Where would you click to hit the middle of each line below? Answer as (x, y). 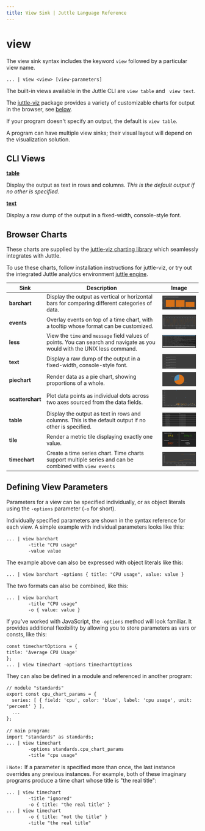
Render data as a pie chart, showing (92, 377)
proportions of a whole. (76, 383)
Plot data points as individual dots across (98, 396)
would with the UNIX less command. (92, 349)
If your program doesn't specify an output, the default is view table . (92, 121)
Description (102, 288)
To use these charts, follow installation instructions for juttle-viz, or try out (99, 268)
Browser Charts (37, 235)
